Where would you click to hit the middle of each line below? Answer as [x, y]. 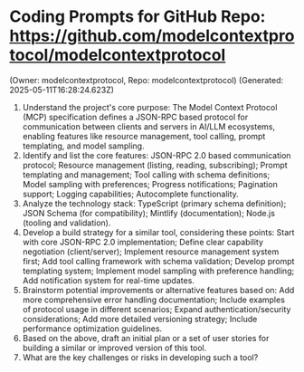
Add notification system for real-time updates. [108, 280]
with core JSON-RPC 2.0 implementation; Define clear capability [143, 242]
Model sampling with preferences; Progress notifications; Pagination [150, 184]
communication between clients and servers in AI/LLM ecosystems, [149, 126]
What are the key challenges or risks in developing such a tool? [140, 357]
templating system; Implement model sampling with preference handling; [158, 271]
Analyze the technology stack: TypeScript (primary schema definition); [154, 203]
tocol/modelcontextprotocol [118, 55]
